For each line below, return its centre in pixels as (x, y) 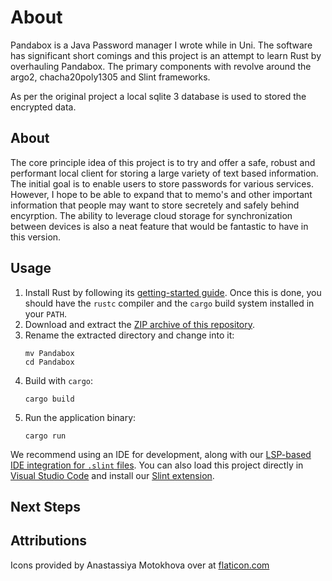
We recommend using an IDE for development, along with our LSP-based (161, 454)
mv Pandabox (49, 353)
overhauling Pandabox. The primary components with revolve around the (161, 66)
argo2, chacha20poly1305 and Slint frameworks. (110, 77)
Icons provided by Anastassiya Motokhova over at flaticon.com (140, 565)
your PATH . (45, 313)
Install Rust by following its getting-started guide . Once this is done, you (173, 292)
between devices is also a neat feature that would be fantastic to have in (159, 226)
